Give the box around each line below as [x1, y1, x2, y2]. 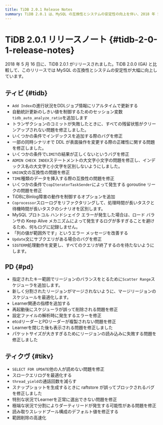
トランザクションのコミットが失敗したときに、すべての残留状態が [12, 121, 144, 127]
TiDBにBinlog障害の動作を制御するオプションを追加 [12, 194, 115, 199]
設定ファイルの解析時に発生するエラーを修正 [12, 312, 102, 318]
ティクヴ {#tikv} [5, 352, 54, 360]
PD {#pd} [5, 262, 34, 271]
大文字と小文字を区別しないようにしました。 [33, 163, 123, 169]
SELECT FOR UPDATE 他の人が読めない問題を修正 [12, 366, 105, 372]
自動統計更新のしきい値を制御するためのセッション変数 [12, 109, 123, 114]
